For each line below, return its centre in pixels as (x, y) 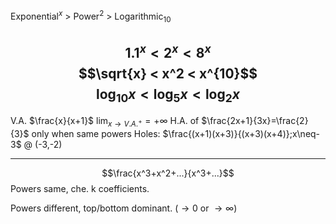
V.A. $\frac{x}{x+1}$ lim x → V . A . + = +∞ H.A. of (105, 122)
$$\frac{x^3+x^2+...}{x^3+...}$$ (168, 173)
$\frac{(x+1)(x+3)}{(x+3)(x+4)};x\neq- (241, 134)
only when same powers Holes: (96, 134)
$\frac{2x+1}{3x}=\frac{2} (255, 121)
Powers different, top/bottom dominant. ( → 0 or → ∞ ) (124, 208)
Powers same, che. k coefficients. (80, 189)
